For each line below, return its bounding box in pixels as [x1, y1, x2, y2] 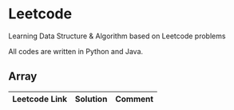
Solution [74, 93, 108, 104]
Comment [115, 93, 154, 104]
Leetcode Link [12, 93, 68, 104]
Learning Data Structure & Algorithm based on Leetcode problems [8, 31, 226, 41]
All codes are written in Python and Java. [8, 46, 144, 56]
